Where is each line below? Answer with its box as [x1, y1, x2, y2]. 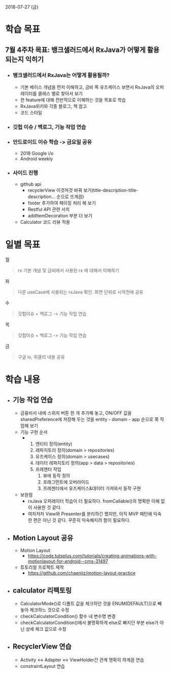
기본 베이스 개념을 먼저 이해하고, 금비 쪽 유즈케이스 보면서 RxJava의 [20, 84, 155, 90]
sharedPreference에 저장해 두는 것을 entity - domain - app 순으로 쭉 [20, 416, 159, 423]
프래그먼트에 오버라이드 [43, 479, 90, 485]
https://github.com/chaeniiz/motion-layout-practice [27, 570, 136, 576]
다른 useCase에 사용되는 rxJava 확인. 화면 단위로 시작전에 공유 [17, 289, 144, 295]
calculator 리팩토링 [12, 586, 72, 595]
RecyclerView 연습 [12, 642, 72, 651]
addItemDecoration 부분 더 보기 [27, 213, 92, 219]
